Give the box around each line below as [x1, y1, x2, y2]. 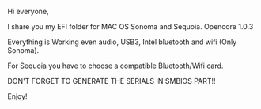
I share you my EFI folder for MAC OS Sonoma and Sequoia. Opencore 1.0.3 [7, 22, 254, 31]
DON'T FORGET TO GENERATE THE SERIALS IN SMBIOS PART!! [7, 77, 216, 85]
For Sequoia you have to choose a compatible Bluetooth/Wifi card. [7, 61, 224, 70]
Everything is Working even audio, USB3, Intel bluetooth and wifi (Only [7, 37, 237, 47]
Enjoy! [7, 92, 28, 101]
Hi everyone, [7, 7, 49, 16]
